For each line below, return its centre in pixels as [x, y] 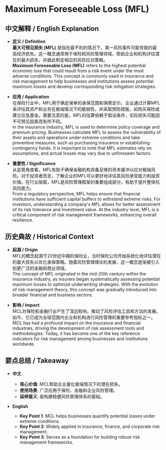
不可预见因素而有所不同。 [38, 121]
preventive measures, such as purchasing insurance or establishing [81, 143]
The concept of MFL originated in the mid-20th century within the [79, 273]
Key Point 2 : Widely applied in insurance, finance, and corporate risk [90, 426]
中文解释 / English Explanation [52, 28]
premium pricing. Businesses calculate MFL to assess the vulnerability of [86, 132]
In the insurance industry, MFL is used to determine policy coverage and [86, 127]
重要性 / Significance [34, 163]
